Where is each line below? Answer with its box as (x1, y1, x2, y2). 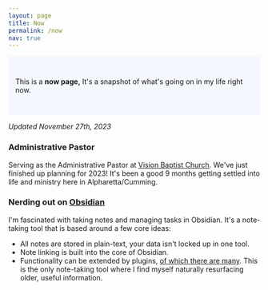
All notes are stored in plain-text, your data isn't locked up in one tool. (19, 239, 250, 248)
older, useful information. (19, 272, 103, 282)
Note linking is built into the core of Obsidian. (19, 247, 169, 256)
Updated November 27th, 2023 (8, 121, 112, 132)
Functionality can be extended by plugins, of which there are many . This (19, 256, 258, 265)
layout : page (8, 11, 52, 20)
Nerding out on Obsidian (8, 197, 106, 208)
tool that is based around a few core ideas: (30, 223, 171, 232)
